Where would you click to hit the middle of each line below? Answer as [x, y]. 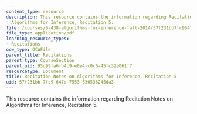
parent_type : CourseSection [40, 60]
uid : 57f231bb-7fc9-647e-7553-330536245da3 [60, 82]
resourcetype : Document [35, 71]
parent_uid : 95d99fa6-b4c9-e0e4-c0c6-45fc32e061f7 [69, 66]
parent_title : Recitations [39, 55]
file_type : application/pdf [40, 33]
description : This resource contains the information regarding [86, 17]
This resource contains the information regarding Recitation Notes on [89, 99]
